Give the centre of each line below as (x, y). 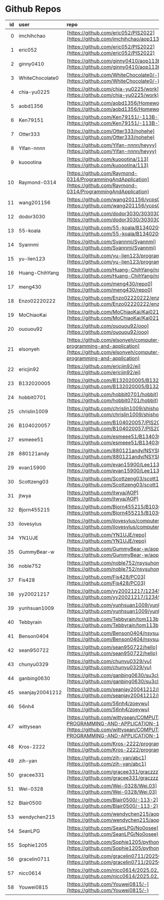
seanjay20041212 (40, 692)
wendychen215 (37, 817)
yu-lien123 (32, 258)
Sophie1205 (33, 845)
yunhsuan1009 (36, 608)
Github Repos (33, 9)
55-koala (30, 231)
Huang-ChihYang (39, 273)
